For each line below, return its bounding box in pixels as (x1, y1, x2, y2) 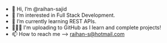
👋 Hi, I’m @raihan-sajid (11, 6, 67, 12)
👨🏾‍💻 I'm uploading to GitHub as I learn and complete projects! (11, 24, 161, 31)
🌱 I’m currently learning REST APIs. (11, 18, 97, 24)
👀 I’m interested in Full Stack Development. (11, 12, 115, 19)
